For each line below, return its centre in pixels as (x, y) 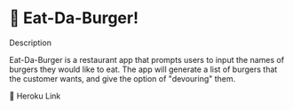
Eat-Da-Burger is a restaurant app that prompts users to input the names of (147, 59)
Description (30, 43)
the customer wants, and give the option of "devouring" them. (123, 78)
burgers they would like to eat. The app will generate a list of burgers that (143, 69)
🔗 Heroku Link (35, 96)
